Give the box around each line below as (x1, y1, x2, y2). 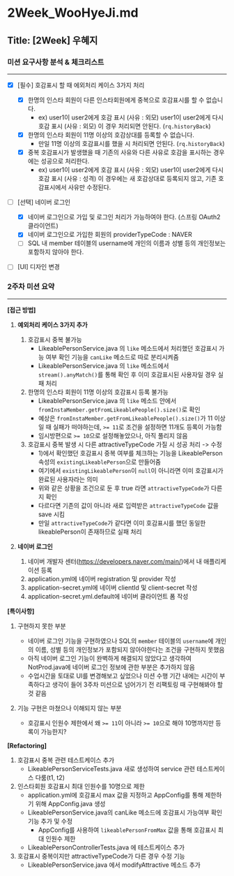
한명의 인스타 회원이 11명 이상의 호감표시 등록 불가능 (27, 388, 169, 396)
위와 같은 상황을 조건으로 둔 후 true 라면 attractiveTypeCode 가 (38, 483, 210, 492)
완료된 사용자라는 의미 (38, 475, 99, 483)
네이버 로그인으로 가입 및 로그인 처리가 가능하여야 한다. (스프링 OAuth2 (27, 213, 221, 221)
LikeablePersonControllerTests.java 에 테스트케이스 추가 (27, 843, 185, 852)
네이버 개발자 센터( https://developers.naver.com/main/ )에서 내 (27, 557, 202, 565)
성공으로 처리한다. (40, 157, 90, 166)
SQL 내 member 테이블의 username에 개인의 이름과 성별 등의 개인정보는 (27, 239, 226, 247)
